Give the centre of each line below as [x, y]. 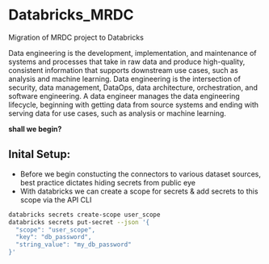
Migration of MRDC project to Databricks [76, 37]
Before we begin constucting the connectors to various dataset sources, [140, 174]
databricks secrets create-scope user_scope [84, 215]
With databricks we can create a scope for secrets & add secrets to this [139, 191]
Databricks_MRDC [71, 15]
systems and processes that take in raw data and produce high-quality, [127, 62]
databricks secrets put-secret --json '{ [79, 222]
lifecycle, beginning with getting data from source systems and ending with [134, 104]
